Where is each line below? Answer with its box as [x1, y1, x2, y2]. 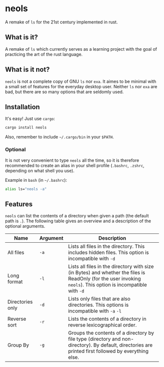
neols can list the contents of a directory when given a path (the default [5, 213, 149, 219]
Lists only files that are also [68, 295, 131, 302]
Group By [7, 342, 29, 348]
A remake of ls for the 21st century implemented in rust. [5, 19, 118, 25]
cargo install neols [5, 125, 47, 130]
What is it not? [5, 65, 50, 74]
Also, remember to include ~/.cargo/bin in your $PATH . [5, 134, 114, 140]
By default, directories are [93, 342, 153, 348]
